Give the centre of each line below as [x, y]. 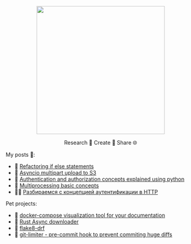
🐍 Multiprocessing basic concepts [57, 186]
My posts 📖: [20, 155]
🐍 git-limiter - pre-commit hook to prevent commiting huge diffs [93, 234]
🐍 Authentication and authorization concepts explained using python [99, 179]
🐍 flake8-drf [30, 228]
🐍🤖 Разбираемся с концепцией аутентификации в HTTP [86, 192]
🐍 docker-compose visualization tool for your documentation [89, 215]
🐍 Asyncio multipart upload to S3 [55, 173]
